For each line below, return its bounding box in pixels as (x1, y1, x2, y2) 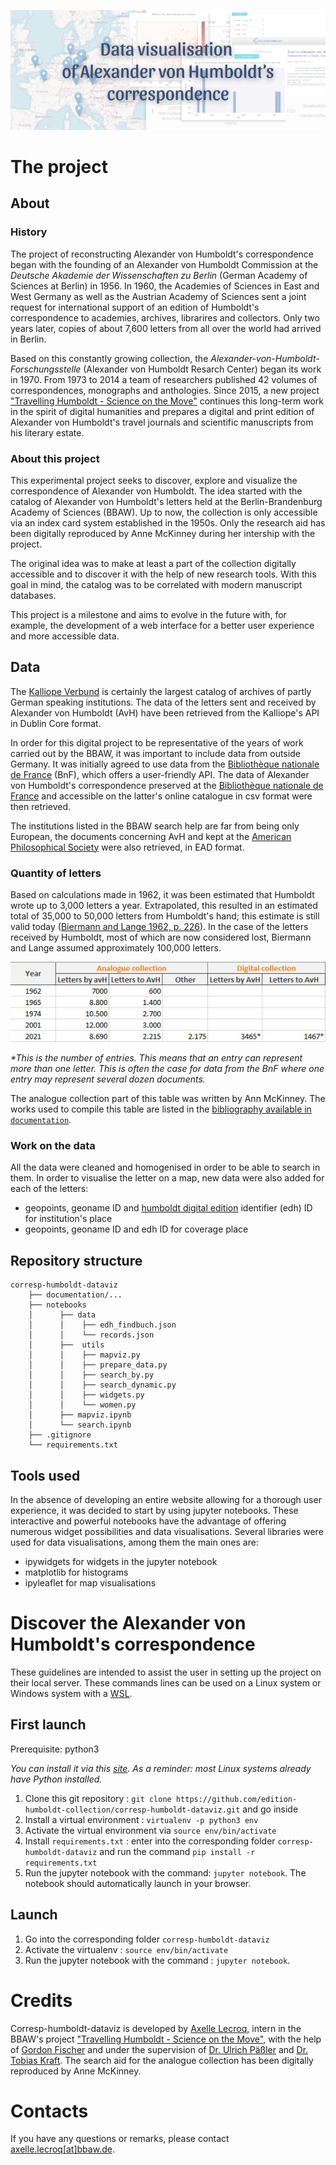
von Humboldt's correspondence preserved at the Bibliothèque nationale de (10, 779, 324, 791)
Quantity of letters (10, 866, 102, 880)
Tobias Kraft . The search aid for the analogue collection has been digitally (10, 2054, 314, 2066)
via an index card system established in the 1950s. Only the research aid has (10, 516, 326, 529)
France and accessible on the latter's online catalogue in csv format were (10, 790, 313, 802)
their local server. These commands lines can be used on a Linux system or (10, 1676, 322, 1689)
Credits (10, 1989, 73, 2012)
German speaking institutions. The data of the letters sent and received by (10, 696, 317, 708)
